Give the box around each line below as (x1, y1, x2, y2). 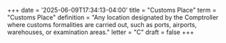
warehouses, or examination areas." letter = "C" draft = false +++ (7, 28, 195, 36)
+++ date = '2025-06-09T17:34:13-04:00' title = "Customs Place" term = (7, 6, 217, 14)
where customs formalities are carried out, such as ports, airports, (7, 21, 197, 28)
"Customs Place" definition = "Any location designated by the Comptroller (7, 13, 219, 21)
